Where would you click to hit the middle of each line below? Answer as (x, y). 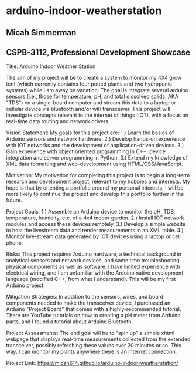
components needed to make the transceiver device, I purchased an (88, 303)
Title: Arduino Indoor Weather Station (51, 66)
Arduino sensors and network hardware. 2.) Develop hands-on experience (96, 139)
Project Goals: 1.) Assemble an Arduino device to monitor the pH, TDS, (91, 212)
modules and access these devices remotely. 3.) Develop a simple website (96, 224)
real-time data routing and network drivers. (58, 121)
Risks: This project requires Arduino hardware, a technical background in (94, 254)
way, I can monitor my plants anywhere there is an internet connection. (92, 352)
